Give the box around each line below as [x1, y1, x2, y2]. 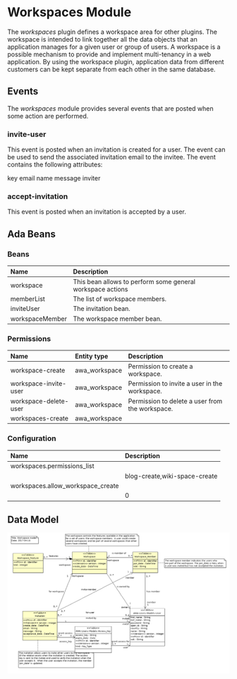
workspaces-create [10, 414, 69, 422]
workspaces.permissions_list [10, 462, 95, 470]
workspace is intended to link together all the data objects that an [7, 35, 197, 43]
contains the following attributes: [7, 160, 103, 169]
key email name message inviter [7, 174, 101, 183]
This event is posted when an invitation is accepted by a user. [7, 207, 187, 216]
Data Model [7, 514, 59, 526]
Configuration [7, 434, 56, 444]
